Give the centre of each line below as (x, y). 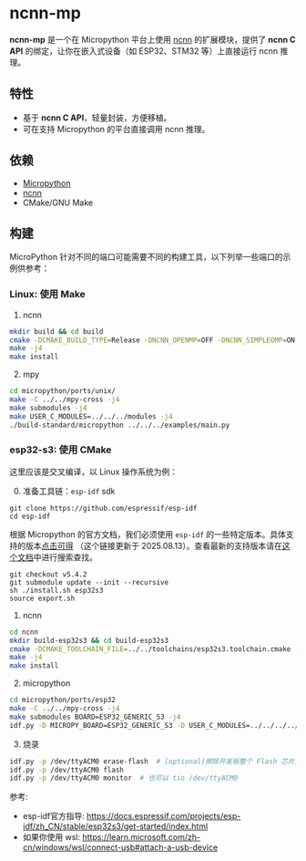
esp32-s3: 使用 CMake (61, 450)
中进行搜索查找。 (65, 557)
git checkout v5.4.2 (49, 574)
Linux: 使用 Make (48, 295)
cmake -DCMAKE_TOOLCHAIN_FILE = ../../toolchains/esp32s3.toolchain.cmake (150, 649)
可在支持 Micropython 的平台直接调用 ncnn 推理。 (116, 129)
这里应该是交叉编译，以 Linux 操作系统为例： (94, 472)
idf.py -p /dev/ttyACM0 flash (67, 770)
